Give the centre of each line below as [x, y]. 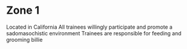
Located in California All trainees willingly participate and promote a [89, 27]
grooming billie [24, 39]
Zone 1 [23, 10]
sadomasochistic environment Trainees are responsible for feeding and [94, 33]
